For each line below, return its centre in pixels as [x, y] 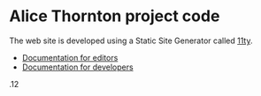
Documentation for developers [78, 67]
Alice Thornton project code [115, 16]
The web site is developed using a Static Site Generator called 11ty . [131, 41]
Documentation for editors [70, 57]
